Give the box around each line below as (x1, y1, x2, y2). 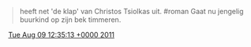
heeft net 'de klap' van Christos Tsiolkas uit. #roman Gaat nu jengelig (19, 7, 244, 16)
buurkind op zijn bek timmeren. (19, 15, 122, 24)
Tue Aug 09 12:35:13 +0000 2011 (7, 31, 115, 39)
